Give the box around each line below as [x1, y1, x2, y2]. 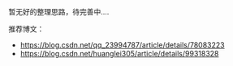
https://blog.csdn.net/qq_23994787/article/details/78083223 [19, 40, 225, 50]
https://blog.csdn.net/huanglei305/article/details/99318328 [19, 49, 219, 58]
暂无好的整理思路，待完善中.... [8, 7, 110, 16]
